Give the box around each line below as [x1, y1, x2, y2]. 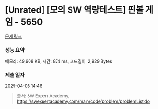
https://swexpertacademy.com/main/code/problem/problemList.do [16, 98, 150, 104]
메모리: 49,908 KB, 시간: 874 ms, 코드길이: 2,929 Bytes [5, 58, 112, 64]
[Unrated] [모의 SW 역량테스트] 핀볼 [5, 4, 144, 15]
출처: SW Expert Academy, [16, 93, 70, 99]
